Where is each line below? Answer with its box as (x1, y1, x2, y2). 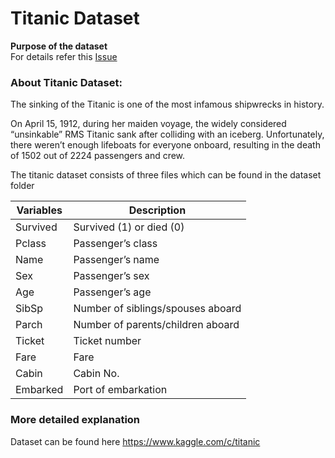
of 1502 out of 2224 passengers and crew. (10, 150, 186, 162)
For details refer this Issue (10, 50, 118, 62)
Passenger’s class (73, 237, 158, 251)
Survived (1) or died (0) (73, 220, 185, 234)
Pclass (15, 237, 47, 251)
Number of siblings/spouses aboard (73, 302, 242, 316)
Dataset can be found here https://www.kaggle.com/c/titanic (10, 435, 261, 447)
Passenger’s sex (73, 269, 150, 283)
